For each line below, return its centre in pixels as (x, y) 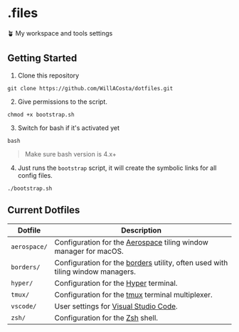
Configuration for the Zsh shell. (106, 318)
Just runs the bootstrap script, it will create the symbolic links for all (117, 168)
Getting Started (42, 58)
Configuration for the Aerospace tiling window (131, 242)
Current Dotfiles (44, 210)
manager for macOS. (89, 251)
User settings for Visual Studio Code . (116, 306)
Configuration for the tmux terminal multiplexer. (134, 294)
